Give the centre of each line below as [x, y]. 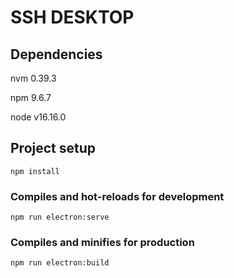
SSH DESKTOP [72, 17]
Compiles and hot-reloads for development [117, 196]
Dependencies [56, 54]
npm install [35, 171]
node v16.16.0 [38, 117]
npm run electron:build [60, 263]
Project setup [53, 148]
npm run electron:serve [60, 217]
